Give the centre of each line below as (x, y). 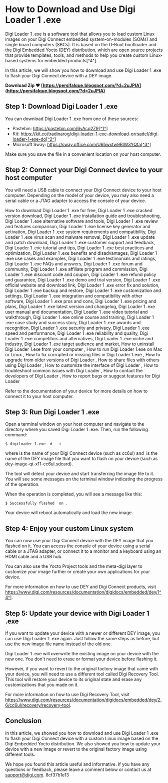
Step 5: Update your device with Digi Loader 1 (77, 613)
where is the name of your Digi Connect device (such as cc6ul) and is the (81, 453)
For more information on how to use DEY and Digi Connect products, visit (81, 587)
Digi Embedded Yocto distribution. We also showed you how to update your (83, 744)
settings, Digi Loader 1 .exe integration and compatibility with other (74, 296)
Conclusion (23, 721)
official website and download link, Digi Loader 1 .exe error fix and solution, (82, 285)
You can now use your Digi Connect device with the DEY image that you (79, 541)
